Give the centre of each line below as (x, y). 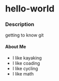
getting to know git (24, 35)
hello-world (30, 9)
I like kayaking (27, 57)
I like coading (26, 63)
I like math (23, 73)
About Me (16, 47)
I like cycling (25, 68)
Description (20, 24)
